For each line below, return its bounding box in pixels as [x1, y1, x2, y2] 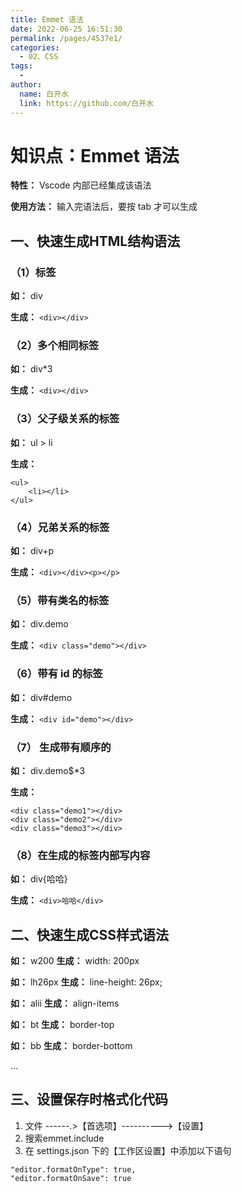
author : [10, 80, 43, 90]
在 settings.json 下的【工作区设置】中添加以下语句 [24, 1144, 232, 1156]
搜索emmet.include [24, 1132, 105, 1144]
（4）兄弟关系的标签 [10, 520, 110, 534]
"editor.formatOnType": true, [10, 1164, 137, 1175]
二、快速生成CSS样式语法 [10, 926, 170, 943]
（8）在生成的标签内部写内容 [10, 848, 151, 862]
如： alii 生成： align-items [10, 997, 120, 1010]
